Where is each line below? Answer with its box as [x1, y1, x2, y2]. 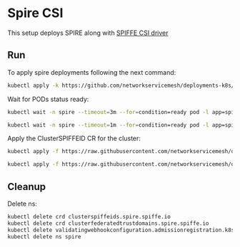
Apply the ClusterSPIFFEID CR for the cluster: [7, 134, 141, 143]
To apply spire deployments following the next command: [7, 68, 176, 76]
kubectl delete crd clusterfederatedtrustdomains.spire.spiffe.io [7, 219, 209, 227]
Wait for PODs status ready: [7, 95, 89, 103]
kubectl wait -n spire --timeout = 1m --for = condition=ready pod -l [7, 121, 209, 129]
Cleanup [7, 180, 46, 193]
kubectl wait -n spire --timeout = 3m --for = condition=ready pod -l [7, 108, 209, 115]
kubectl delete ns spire [7, 233, 81, 240]
